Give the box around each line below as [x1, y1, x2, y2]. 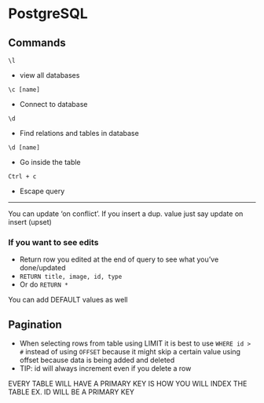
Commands [8, 36, 67, 49]
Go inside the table [19, 158, 81, 167]
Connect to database [19, 100, 88, 108]
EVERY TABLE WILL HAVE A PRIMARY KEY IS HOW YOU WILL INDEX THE [8, 379, 247, 389]
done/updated [19, 263, 66, 273]
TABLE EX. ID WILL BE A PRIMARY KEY [8, 387, 135, 397]
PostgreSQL [8, 5, 88, 23]
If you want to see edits [8, 236, 99, 247]
